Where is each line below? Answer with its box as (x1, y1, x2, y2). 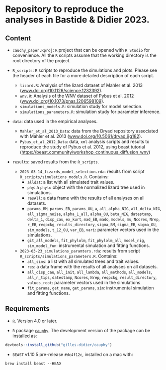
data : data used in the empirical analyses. (12, 119, 98, 124)
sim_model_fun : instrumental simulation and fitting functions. (27, 243, 150, 248)
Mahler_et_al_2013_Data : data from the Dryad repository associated (19, 128, 159, 134)
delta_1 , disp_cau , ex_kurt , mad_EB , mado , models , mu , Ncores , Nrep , (27, 216, 160, 222)
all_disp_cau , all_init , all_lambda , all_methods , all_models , (27, 269, 153, 275)
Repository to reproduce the (5, 3, 124, 15)
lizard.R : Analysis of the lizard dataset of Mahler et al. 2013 (19, 82, 143, 88)
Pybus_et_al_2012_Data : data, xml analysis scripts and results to (19, 138, 150, 144)
